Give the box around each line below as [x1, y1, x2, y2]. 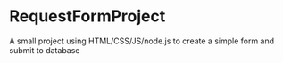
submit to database [9, 44, 80, 55]
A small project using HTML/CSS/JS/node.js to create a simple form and [9, 35, 275, 46]
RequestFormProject [9, 6, 166, 27]
